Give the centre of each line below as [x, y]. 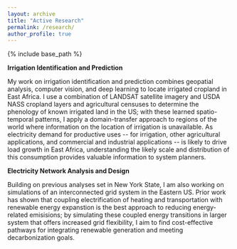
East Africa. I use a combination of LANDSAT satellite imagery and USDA [114, 97]
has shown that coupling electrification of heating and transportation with [115, 200]
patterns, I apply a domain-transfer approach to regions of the [126, 120]
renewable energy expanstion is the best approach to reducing [100, 208]
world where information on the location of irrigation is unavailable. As [110, 127]
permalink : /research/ [41, 27]
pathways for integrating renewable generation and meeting [95, 230]
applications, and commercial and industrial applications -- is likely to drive [117, 142]
